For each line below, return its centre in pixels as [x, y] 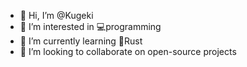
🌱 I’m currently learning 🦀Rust [81, 41]
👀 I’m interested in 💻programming [90, 26]
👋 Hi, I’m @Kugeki [56, 15]
